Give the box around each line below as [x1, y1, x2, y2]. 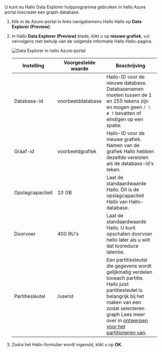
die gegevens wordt [106, 263, 152, 269]
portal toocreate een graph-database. [4, 9, 80, 15]
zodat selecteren [106, 305, 145, 312]
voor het [106, 323, 126, 330]
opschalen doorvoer [106, 230, 153, 237]
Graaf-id [14, 148, 34, 155]
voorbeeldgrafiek [57, 148, 97, 155]
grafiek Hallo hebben [106, 148, 154, 155]
